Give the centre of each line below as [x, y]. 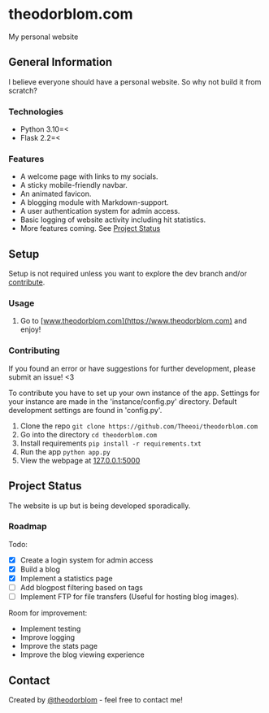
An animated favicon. [56, 194]
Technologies [36, 111]
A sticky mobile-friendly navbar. [74, 185]
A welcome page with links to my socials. [89, 176]
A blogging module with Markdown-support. [94, 202]
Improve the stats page [59, 646]
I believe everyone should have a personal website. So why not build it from [135, 81]
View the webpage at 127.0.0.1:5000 [80, 460]
